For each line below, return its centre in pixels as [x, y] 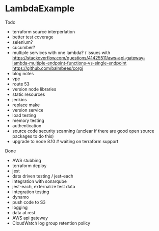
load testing [24, 115]
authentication [27, 125]
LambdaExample [40, 9]
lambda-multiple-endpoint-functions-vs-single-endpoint [69, 63]
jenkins [19, 99]
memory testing [28, 120]
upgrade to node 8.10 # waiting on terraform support [65, 141]
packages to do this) [33, 136]
